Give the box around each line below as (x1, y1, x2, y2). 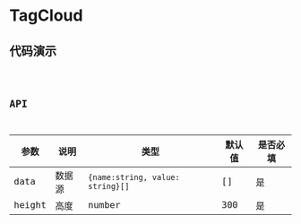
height (13, 199, 47, 211)
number (88, 199, 121, 211)
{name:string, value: (88, 172, 181, 182)
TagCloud (9, 5, 83, 26)
